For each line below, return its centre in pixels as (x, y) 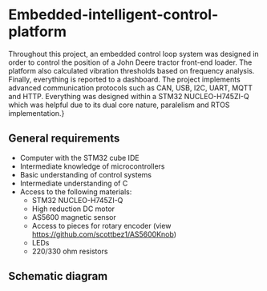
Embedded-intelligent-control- (113, 15)
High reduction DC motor (73, 209)
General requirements (64, 139)
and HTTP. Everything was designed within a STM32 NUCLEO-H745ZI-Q (129, 96)
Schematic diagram (58, 276)
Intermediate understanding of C (74, 183)
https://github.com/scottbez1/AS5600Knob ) (104, 234)
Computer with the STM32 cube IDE (79, 157)
